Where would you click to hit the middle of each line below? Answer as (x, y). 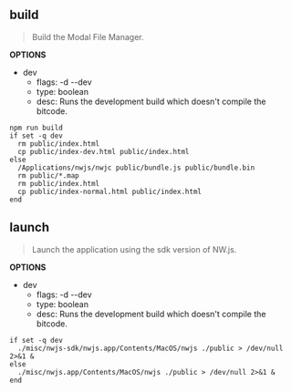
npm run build (36, 128)
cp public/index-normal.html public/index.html (110, 191)
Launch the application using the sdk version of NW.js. (134, 249)
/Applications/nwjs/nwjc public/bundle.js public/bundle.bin (136, 168)
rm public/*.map (48, 175)
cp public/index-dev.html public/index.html (104, 151)
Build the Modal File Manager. (88, 36)
